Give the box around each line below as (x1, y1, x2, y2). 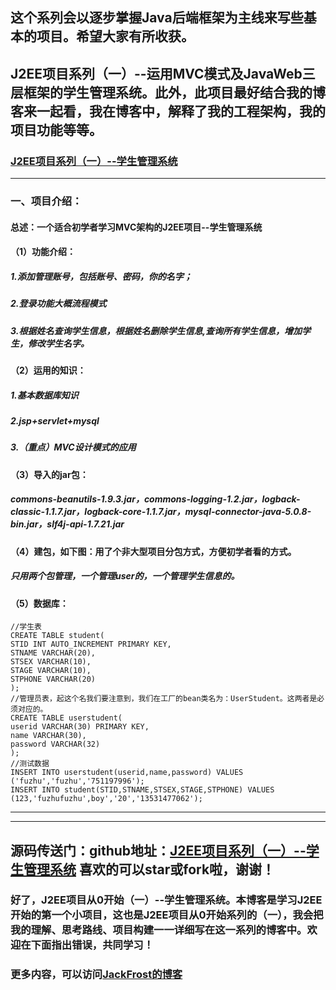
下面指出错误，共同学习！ (30, 938, 155, 952)
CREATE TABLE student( (10, 631, 105, 641)
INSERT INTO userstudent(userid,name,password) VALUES (10, 768, 244, 778)
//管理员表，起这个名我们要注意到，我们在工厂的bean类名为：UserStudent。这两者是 (10, 694, 318, 704)
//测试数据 (10, 759, 50, 769)
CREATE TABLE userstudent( (10, 713, 123, 723)
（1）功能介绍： (10, 246, 77, 258)
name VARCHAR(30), (10, 731, 87, 741)
